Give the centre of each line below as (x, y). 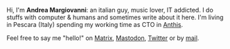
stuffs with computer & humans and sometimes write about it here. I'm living (115, 17)
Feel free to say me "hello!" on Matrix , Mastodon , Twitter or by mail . (103, 38)
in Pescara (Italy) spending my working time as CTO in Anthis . (95, 24)
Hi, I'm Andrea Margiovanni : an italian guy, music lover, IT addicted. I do (110, 10)
